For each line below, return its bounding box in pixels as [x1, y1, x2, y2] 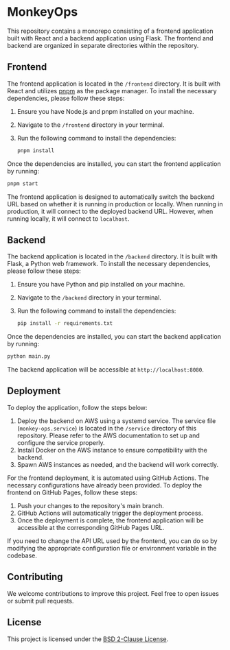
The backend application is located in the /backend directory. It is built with [7, 252, 218, 261]
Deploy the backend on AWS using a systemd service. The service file [16, 416, 216, 425]
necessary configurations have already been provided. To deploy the [7, 481, 203, 489]
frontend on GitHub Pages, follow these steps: [7, 488, 138, 496]
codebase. [7, 551, 38, 559]
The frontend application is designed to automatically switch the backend [7, 193, 215, 201]
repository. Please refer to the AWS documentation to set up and [16, 431, 200, 440]
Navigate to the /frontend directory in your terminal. [16, 121, 165, 129]
